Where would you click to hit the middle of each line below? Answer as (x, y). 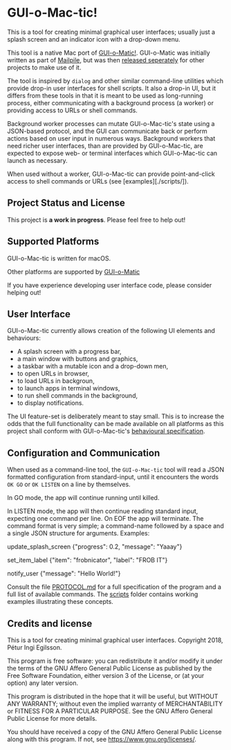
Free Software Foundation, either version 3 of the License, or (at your (106, 676)
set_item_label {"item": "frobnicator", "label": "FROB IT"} (87, 560)
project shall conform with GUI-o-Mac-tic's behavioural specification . (106, 431)
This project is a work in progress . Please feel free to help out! (96, 220)
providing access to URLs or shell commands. (73, 110)
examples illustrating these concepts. (61, 602)
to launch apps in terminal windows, (68, 389)
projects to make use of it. (44, 67)
